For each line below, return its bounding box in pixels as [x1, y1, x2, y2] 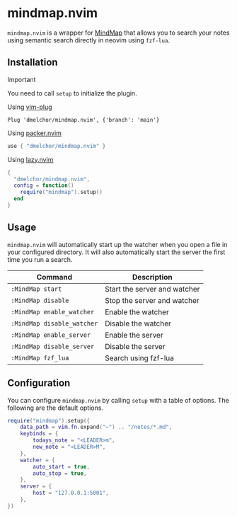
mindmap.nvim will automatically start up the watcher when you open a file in [7, 240, 228, 248]
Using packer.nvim [7, 129, 62, 137]
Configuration [7, 377, 71, 389]
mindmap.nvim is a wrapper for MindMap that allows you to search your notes [7, 28, 230, 37]
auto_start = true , [33, 463, 91, 470]
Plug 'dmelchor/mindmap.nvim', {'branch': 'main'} [7, 116, 160, 123]
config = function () [13, 182, 74, 189]
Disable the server [105, 341, 166, 351]
